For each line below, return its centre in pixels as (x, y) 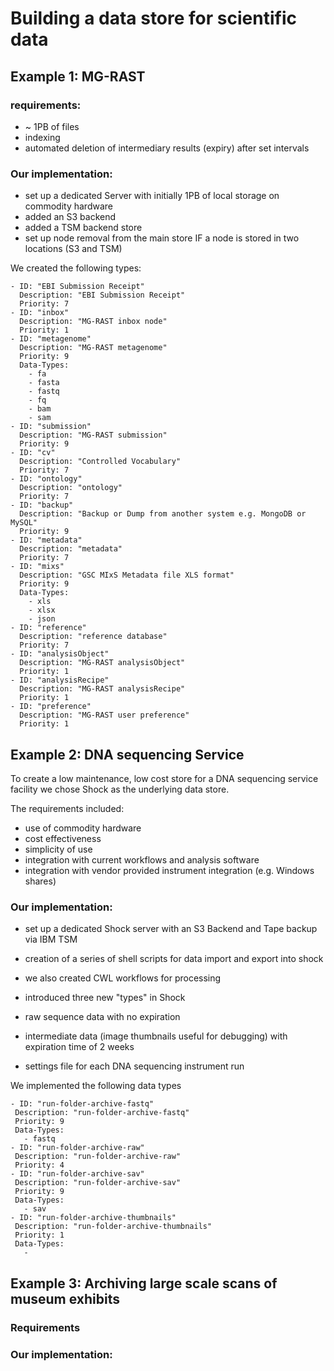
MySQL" (24, 523)
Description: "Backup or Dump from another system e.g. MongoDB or (163, 514)
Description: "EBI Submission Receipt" (102, 295)
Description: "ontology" (71, 488)
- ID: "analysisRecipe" (60, 680)
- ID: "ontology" (46, 479)
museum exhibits (65, 1298)
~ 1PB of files (52, 126)
